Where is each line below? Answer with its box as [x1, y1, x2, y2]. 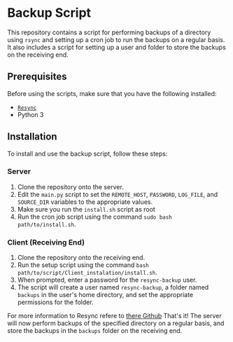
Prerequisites [7, 71, 67, 83]
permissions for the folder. [17, 298, 94, 306]
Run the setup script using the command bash [17, 261, 149, 269]
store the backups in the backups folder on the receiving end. [7, 327, 183, 335]
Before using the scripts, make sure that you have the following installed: [7, 89, 217, 97]
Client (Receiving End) [7, 237, 85, 247]
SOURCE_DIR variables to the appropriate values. [17, 198, 153, 206]
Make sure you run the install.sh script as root [17, 205, 155, 213]
